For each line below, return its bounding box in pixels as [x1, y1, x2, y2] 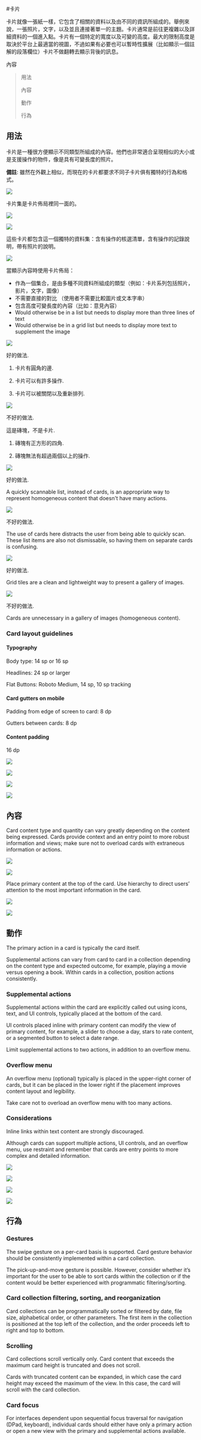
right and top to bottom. [6, 1327, 65, 1334]
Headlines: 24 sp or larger [6, 669, 71, 676]
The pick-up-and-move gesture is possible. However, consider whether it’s [6, 1266, 191, 1273]
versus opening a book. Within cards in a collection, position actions [6, 969, 175, 976]
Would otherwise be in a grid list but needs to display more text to [14, 321, 178, 328]
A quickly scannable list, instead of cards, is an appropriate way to [6, 488, 170, 495]
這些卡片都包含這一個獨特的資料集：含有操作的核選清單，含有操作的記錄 [6, 235, 184, 242]
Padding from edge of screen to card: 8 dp [6, 708, 112, 715]
